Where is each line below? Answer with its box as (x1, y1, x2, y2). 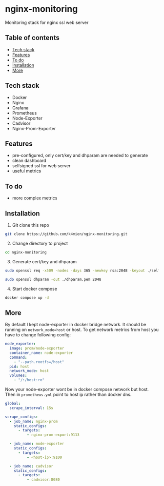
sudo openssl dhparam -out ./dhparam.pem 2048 (5, 277, 102, 282)
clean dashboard (12, 157, 46, 164)
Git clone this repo (12, 222, 50, 228)
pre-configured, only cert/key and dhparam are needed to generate (12, 153, 148, 158)
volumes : (9, 373, 27, 378)
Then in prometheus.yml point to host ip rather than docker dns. (5, 391, 132, 398)
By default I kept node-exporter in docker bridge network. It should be (5, 322, 146, 328)
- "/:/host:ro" (14, 378, 45, 383)
